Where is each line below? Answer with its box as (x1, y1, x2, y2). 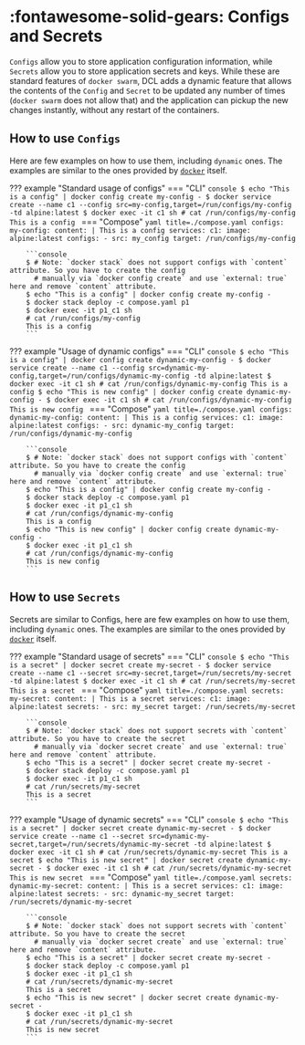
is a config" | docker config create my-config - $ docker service (9, 192, 272, 202)
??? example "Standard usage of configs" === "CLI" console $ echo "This (9, 183, 290, 193)
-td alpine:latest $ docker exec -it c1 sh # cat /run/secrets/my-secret (9, 676, 297, 685)
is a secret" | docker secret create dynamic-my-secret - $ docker (9, 823, 272, 832)
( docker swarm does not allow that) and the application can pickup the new (9, 94, 289, 106)
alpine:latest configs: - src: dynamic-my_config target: (9, 421, 235, 430)
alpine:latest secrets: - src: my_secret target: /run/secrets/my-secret (9, 702, 297, 711)
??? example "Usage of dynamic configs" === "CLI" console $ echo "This (9, 345, 289, 357)
